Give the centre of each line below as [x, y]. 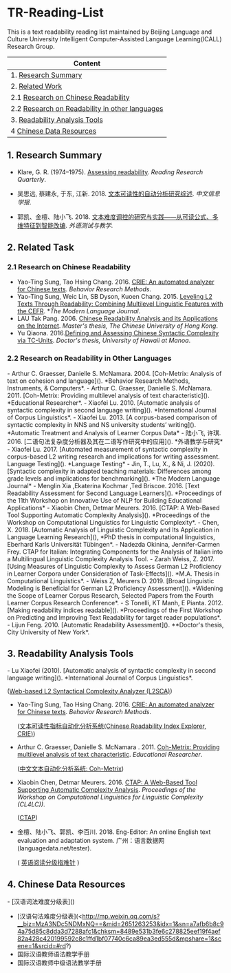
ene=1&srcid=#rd [42, 946]
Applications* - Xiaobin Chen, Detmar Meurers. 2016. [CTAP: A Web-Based [113, 508]
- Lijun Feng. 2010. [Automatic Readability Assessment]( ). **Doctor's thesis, [115, 625]
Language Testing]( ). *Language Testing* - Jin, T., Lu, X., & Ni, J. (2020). [111, 463]
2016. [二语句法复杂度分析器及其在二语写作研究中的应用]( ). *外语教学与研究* [115, 441]
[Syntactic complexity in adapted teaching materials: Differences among [109, 471]
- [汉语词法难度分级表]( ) [41, 902]
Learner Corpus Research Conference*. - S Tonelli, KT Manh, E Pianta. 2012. [115, 603]
